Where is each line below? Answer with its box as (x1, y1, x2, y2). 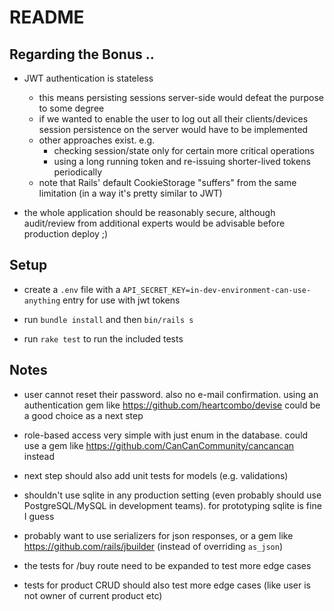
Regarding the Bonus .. (9, 46, 155, 63)
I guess (23, 510, 55, 522)
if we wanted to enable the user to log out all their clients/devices (38, 113, 309, 125)
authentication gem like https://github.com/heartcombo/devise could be (23, 399, 321, 411)
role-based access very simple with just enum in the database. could (23, 429, 309, 441)
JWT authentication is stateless (23, 72, 154, 84)
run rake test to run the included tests (23, 332, 184, 345)
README (9, 6, 85, 29)
